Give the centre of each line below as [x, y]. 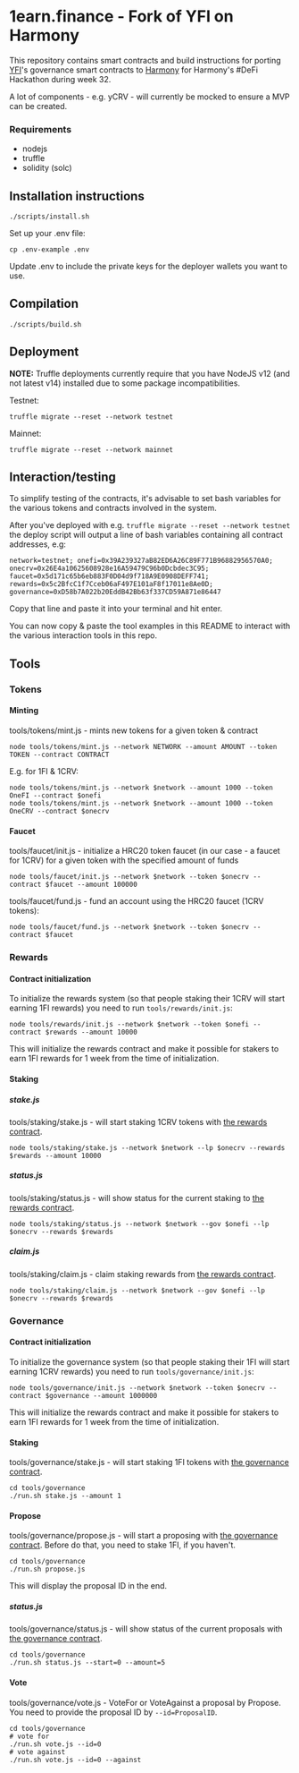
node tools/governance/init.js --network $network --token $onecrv [137, 1388]
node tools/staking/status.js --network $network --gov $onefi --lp [139, 1223]
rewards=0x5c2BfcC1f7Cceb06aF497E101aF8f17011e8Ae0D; [112, 584]
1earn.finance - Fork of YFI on [121, 17]
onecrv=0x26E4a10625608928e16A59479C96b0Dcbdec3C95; [109, 569]
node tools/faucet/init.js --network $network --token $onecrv [129, 877]
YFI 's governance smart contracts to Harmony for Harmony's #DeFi [134, 70]
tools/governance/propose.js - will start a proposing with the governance [144, 1536]
